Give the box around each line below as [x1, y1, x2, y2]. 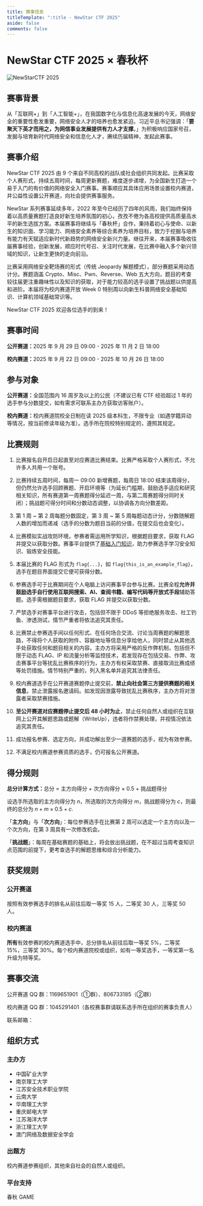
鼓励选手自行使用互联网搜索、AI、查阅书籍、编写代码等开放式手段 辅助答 [15, 588, 196, 595]
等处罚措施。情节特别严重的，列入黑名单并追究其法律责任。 [15, 667, 164, 674]
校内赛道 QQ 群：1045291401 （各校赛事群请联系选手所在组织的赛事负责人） [7, 1003, 195, 1010]
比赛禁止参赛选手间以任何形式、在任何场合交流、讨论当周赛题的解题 [15, 629, 185, 637]
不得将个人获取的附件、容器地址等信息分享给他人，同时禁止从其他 [26, 637, 190, 644]
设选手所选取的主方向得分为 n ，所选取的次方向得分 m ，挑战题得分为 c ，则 [7, 798, 192, 805]
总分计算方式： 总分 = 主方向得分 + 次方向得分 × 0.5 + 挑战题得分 [7, 785, 167, 792]
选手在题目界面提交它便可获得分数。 [15, 568, 106, 576]
